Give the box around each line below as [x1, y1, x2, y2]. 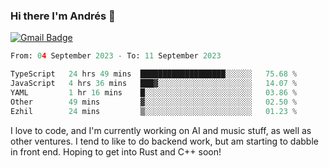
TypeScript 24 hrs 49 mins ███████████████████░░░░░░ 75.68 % [10, 69, 298, 79]
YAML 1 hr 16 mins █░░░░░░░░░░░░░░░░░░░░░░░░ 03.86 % [10, 87, 298, 98]
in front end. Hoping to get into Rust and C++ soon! [10, 145, 222, 158]
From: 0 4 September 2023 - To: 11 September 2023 [10, 51, 222, 61]
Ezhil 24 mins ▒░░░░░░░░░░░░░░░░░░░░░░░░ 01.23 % [10, 106, 298, 116]
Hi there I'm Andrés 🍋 [10, 9, 116, 23]
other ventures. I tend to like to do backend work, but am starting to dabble [10, 135, 319, 147]
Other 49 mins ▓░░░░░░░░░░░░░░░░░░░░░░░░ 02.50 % [10, 97, 298, 107]
